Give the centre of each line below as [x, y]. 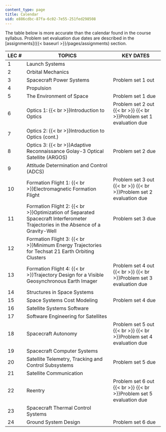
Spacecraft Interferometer [57, 219]
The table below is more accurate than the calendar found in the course [78, 33]
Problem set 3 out [134, 180]
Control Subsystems [50, 365]
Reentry [36, 390]
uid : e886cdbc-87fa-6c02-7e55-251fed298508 [51, 19]
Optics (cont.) [42, 137]
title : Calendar [22, 14]
